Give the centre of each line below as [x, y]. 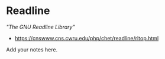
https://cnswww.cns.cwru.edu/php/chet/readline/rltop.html [87, 38]
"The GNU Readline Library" [41, 27]
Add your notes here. [32, 49]
